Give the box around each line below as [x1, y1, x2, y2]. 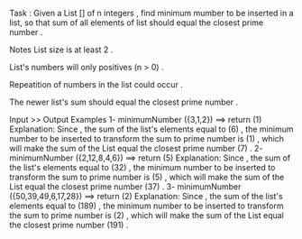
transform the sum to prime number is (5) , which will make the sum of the [9, 171, 285, 182]
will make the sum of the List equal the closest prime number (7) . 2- [9, 143, 263, 153]
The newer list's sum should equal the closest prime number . [9, 97, 239, 107]
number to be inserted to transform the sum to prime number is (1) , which [9, 133, 285, 143]
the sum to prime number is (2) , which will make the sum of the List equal [9, 210, 284, 220]
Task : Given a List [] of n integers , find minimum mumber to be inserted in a [9, 8, 295, 18]
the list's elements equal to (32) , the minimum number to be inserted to [9, 162, 276, 172]
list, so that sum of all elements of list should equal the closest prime [9, 17, 264, 28]
